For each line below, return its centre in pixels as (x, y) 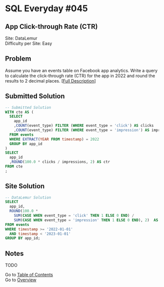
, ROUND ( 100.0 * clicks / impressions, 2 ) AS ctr (60, 162)
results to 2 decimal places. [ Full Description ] (51, 81)
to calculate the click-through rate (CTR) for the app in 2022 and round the (80, 76)
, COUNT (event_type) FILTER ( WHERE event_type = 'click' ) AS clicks (84, 126)
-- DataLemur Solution (28, 197)
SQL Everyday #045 (47, 9)
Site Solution (25, 186)
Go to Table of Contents (29, 275)
